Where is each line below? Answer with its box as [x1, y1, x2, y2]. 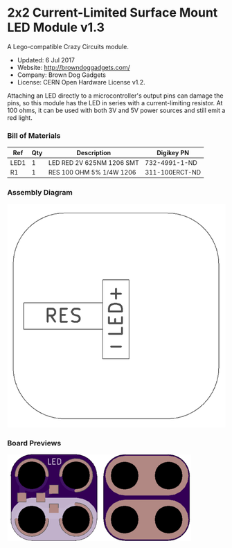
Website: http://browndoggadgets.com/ [17, 63, 130, 71]
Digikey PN [157, 148, 189, 157]
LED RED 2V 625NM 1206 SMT [48, 158, 140, 167]
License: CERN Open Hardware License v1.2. [17, 78, 145, 86]
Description [76, 148, 111, 157]
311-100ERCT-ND [145, 168, 202, 177]
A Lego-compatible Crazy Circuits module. [7, 42, 130, 51]
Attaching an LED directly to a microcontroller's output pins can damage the [7, 91, 224, 100]
